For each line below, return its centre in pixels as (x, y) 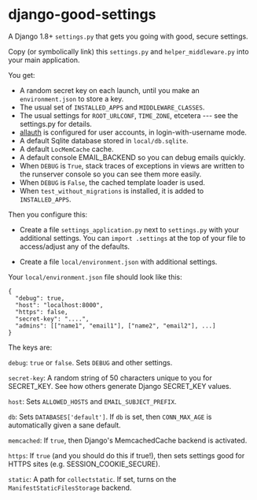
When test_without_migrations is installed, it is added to (112, 191)
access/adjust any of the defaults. (75, 246)
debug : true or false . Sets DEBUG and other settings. (90, 362)
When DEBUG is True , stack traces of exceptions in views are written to (132, 165)
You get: (22, 75)
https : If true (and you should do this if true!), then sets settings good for (127, 455)
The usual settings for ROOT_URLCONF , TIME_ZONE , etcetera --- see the (128, 115)
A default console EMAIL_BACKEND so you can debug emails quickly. (132, 157)
